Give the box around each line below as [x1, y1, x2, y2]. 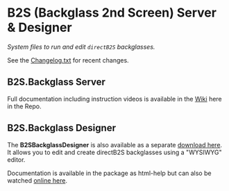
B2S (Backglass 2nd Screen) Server [7, 5, 217, 21]
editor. [7, 155, 26, 164]
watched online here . [7, 176, 68, 185]
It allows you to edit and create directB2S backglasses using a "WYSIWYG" [7, 148, 222, 156]
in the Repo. [7, 102, 42, 110]
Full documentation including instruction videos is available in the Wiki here [7, 94, 222, 103]
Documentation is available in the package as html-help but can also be [7, 169, 212, 177]
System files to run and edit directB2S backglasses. [7, 42, 155, 51]
